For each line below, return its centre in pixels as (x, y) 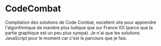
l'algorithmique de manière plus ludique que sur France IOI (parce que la (79, 27)
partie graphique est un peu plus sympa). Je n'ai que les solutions (73, 33)
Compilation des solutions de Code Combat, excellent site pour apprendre (81, 22)
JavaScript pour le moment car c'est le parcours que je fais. (66, 38)
